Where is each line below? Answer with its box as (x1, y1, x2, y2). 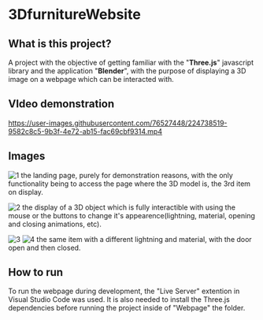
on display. (8, 187, 43, 196)
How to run (8, 266, 64, 279)
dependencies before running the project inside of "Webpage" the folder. (8, 303, 246, 313)
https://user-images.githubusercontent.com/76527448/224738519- (8, 118, 228, 128)
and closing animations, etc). (8, 219, 102, 229)
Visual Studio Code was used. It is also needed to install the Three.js (8, 295, 230, 304)
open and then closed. (8, 243, 81, 252)
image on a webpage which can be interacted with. (8, 75, 175, 84)
